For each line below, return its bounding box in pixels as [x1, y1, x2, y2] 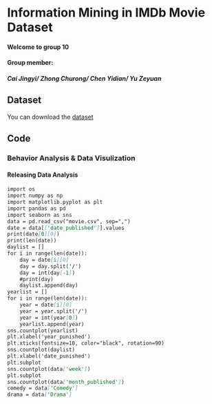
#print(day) [19, 276, 54, 282]
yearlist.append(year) [19, 320, 85, 327]
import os [7, 186, 36, 193]
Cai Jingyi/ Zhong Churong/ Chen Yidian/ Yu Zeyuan [7, 74, 162, 82]
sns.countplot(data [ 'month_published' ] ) [7, 378, 125, 385]
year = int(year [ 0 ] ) [19, 314, 78, 321]
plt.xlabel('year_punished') [7, 334, 91, 340]
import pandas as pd [7, 205, 67, 212]
